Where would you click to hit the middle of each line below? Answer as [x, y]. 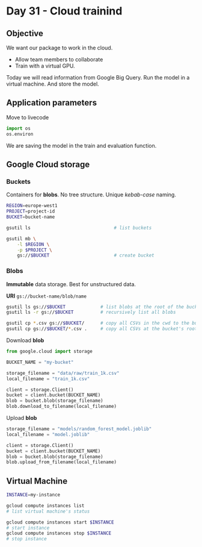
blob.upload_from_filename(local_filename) [62, 462]
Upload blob [22, 418]
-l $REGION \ [33, 244]
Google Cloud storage [48, 164]
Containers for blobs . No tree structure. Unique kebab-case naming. [91, 195]
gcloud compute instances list [45, 505]
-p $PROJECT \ [35, 250]
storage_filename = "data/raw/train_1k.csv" [63, 373]
